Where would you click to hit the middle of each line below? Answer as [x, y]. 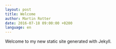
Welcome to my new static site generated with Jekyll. [58, 41]
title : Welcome [20, 14]
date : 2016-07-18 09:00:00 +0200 [39, 23]
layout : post [18, 9]
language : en [18, 28]
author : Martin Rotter [28, 18]
